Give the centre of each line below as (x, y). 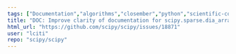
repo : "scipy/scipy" (38, 40)
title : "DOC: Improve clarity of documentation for (84, 20)
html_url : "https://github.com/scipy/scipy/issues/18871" (94, 27)
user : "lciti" (28, 33)
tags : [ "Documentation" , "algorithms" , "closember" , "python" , (97, 14)
